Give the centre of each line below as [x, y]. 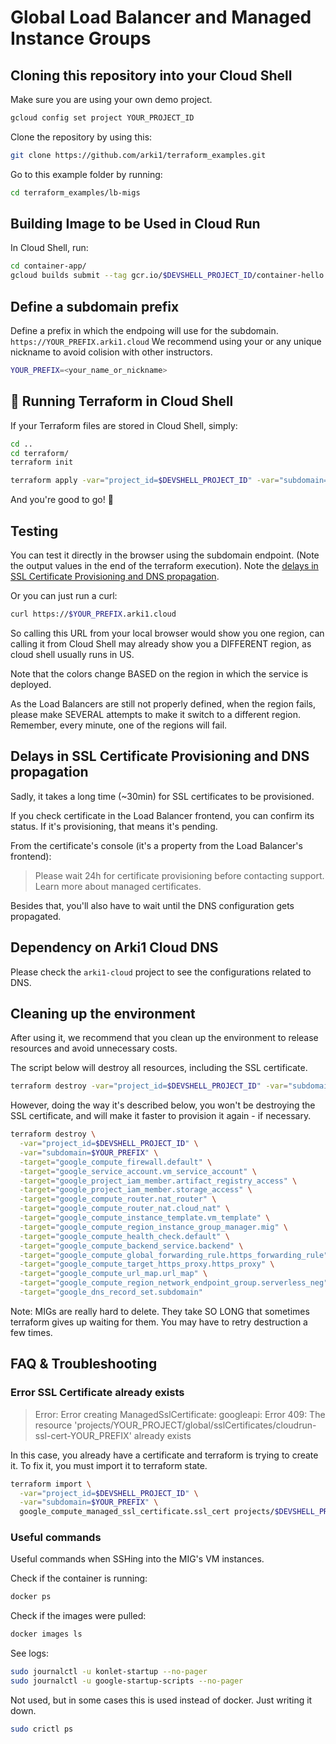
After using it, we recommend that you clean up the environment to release [164, 1038]
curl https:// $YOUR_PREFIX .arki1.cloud [93, 614]
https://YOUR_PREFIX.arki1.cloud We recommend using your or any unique [166, 341]
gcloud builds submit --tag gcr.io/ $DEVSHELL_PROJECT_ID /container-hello [167, 276]
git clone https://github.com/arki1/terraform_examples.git [138, 155]
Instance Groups [81, 38]
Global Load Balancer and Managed [161, 17]
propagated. [36, 916]
